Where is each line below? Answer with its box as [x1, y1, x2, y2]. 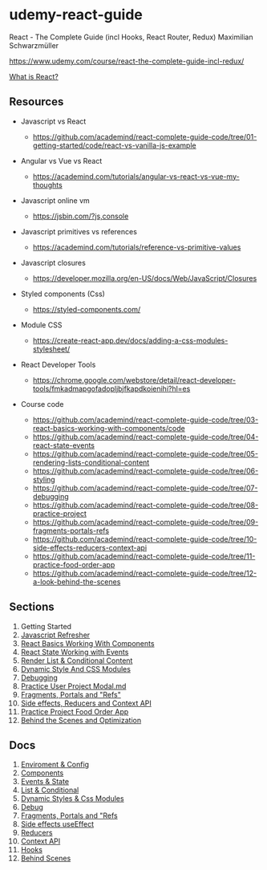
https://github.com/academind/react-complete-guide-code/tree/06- [32, 465, 259, 475]
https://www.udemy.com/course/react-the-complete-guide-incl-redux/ [9, 56, 245, 66]
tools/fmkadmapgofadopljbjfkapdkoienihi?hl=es [32, 384, 191, 393]
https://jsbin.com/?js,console [32, 211, 129, 221]
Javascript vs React [20, 116, 87, 126]
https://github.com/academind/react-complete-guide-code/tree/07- [32, 483, 258, 493]
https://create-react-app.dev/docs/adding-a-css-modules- [32, 335, 229, 345]
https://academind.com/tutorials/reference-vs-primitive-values [32, 242, 241, 252]
